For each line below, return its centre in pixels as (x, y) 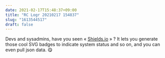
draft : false (19, 24)
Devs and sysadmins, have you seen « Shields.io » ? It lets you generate (82, 39)
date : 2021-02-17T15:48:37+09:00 (41, 10)
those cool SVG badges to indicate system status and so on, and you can (83, 45)
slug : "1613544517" (26, 20)
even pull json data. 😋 (29, 50)
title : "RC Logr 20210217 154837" (42, 15)
